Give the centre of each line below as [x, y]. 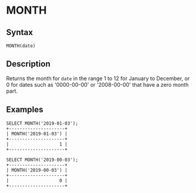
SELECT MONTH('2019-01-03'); [42, 123]
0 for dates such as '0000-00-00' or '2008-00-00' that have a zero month [97, 84]
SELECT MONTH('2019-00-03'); [42, 160]
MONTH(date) [21, 46]
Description [28, 64]
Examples [25, 110]
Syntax [20, 32]
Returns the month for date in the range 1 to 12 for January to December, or [98, 78]
